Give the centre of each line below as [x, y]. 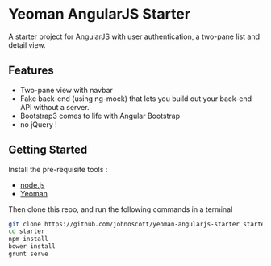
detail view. [27, 44]
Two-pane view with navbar [66, 90]
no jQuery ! [39, 124]
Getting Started [48, 150]
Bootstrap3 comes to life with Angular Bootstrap [100, 116]
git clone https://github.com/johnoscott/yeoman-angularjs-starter [124, 224]
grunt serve [28, 254]
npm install [28, 239]
